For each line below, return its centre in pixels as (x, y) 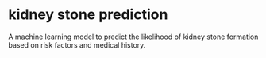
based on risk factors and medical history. (77, 44)
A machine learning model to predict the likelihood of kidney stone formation (133, 37)
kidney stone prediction (88, 15)
